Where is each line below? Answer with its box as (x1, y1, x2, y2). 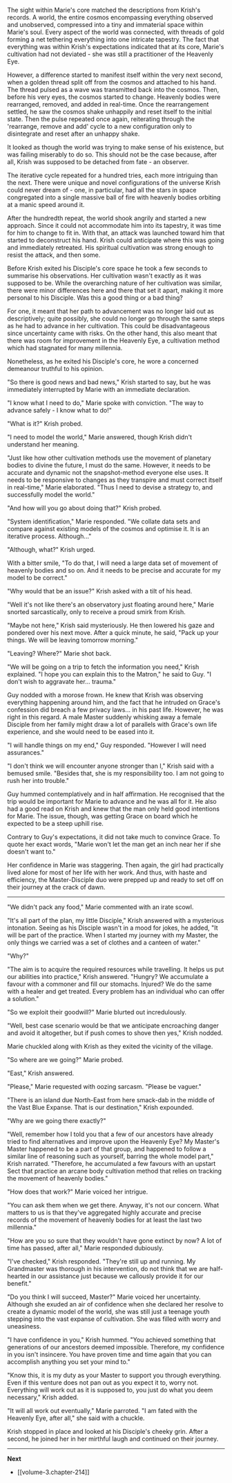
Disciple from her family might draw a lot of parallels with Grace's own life (7, 720, 217, 728)
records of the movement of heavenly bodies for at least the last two (7, 1216, 202, 1224)
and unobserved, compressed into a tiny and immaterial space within (7, 21, 204, 28)
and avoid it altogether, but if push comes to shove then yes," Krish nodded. (7, 1029, 223, 1037)
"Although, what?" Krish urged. (7, 546, 95, 553)
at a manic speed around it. (7, 201, 85, 208)
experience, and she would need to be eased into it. (7, 728, 155, 736)
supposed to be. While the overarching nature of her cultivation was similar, (7, 279, 222, 287)
